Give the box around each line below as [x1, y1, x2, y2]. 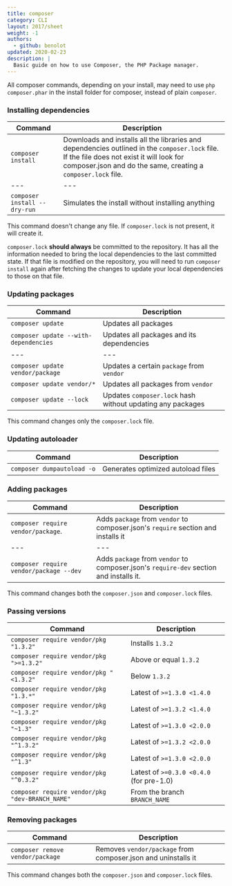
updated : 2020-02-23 [7, 49, 67, 56]
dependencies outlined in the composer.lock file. [63, 143, 219, 153]
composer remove [10, 846, 64, 854]
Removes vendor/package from [95, 844, 195, 854]
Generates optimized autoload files [102, 464, 216, 473]
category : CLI [7, 17, 48, 24]
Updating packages [7, 289, 75, 298]
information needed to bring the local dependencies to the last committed [7, 250, 217, 258]
